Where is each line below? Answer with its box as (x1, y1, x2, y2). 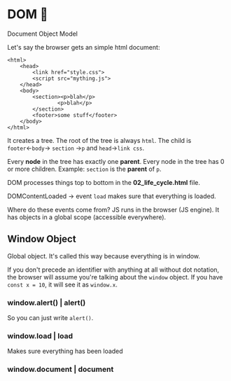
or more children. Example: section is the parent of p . (7, 165, 162, 173)
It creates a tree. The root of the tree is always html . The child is (7, 136, 192, 144)
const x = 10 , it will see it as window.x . (7, 280, 118, 289)
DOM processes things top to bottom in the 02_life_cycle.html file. (7, 178, 201, 186)
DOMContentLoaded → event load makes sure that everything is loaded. (7, 192, 216, 200)
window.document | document (7, 364, 114, 374)
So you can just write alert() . (7, 314, 94, 322)
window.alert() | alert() (7, 298, 86, 307)
